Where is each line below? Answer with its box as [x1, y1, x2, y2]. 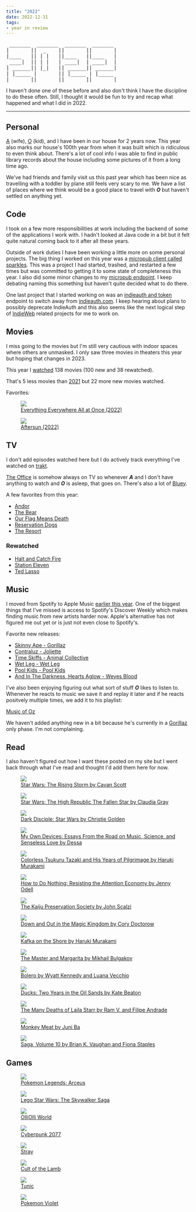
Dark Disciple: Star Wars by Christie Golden [20, 815, 125, 823]
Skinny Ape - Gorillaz [14, 641, 66, 648]
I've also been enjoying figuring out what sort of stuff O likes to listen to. [6, 684, 180, 691]
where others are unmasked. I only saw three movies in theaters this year [6, 349, 183, 356]
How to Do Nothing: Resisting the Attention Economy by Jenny [20, 880, 171, 887]
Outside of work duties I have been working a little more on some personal [6, 248, 185, 255]
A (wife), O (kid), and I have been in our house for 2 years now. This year [6, 138, 181, 145]
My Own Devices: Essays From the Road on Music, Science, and [20, 833, 176, 840]
